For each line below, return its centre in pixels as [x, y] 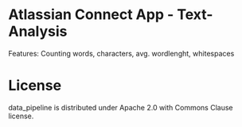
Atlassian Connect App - [91, 15]
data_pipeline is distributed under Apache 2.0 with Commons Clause [121, 107]
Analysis [38, 31]
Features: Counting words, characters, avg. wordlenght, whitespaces [121, 53]
